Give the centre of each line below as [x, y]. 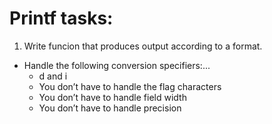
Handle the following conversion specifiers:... [117, 65]
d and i [53, 76]
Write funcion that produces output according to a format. [143, 46]
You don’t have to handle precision [110, 108]
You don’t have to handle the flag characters [130, 86]
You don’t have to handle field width [112, 97]
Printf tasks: [61, 18]
